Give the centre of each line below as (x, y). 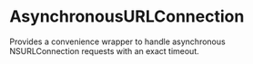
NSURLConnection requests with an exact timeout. (105, 50)
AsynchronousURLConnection (127, 17)
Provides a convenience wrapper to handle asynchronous (117, 41)
